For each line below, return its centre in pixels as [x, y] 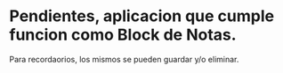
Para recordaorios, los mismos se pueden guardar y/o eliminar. [124, 59]
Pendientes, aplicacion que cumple [141, 16]
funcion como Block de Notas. [123, 35]
